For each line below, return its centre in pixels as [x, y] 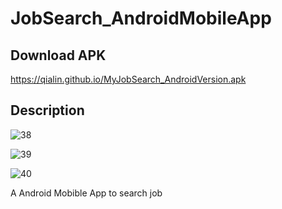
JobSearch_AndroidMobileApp [141, 18]
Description [47, 110]
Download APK [58, 55]
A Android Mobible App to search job [86, 193]
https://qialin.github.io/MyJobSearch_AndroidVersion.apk [128, 79]
